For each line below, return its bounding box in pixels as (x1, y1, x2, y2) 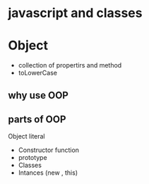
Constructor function (18, 146, 80, 154)
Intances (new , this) (18, 168, 78, 177)
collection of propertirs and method (18, 61, 122, 70)
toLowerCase (18, 69, 57, 77)
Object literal (8, 132, 45, 141)
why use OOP (8, 89, 69, 101)
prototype (18, 153, 48, 162)
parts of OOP (8, 113, 66, 125)
